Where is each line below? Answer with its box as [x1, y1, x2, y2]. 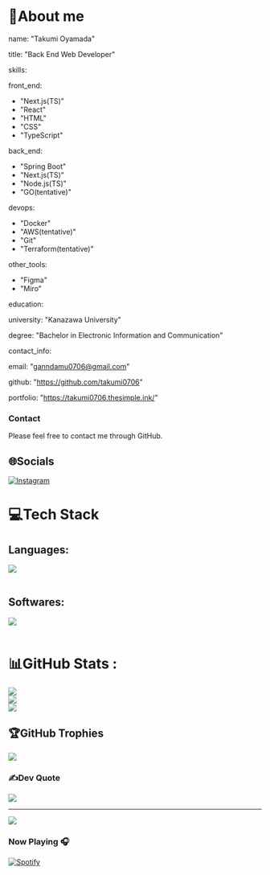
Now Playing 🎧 [8, 836, 70, 847]
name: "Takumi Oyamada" [8, 34, 95, 43]
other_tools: [8, 259, 48, 269]
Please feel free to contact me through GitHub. [8, 431, 163, 441]
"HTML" [19, 113, 47, 123]
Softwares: [8, 595, 65, 610]
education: [8, 299, 44, 309]
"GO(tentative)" [19, 187, 72, 196]
